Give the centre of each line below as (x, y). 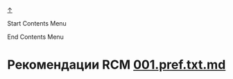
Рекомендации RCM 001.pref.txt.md (116, 65)
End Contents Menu (36, 37)
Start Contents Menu (37, 23)
